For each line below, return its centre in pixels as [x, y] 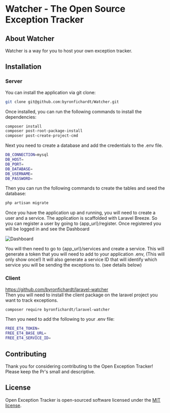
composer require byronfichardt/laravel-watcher [58, 309]
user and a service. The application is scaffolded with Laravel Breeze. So [81, 218]
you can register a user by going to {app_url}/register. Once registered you [83, 224]
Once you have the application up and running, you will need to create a [80, 213]
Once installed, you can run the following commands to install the [74, 111]
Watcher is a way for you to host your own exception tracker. [69, 51]
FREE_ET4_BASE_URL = [26, 333]
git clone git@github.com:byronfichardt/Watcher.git [62, 102]
